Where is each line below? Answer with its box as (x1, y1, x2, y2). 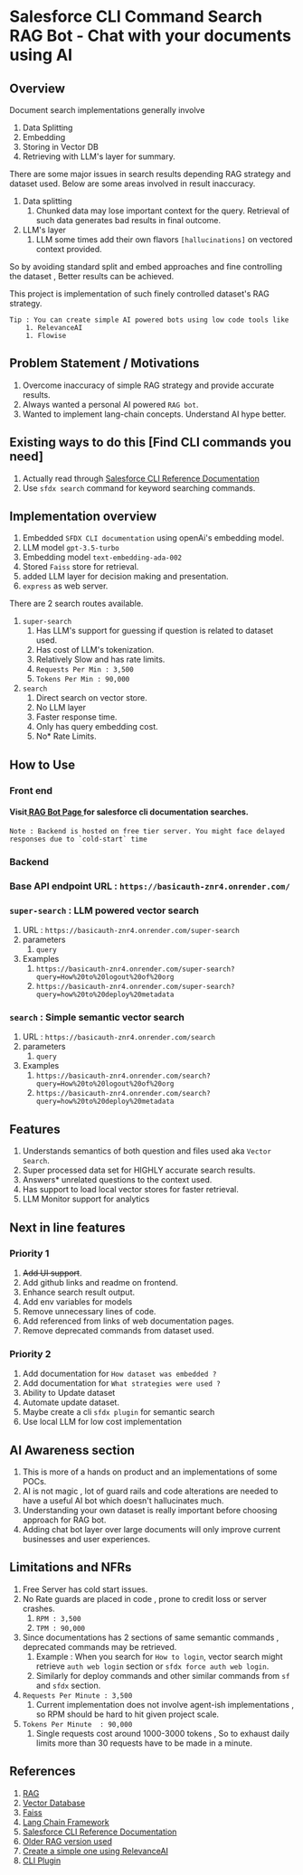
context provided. (35, 244, 102, 254)
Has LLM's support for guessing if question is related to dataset (35, 626, 274, 636)
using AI (9, 45, 73, 65)
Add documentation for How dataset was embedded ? (22, 1368, 217, 1380)
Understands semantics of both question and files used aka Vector (22, 1145, 271, 1156)
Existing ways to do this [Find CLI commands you (9, 435, 292, 450)
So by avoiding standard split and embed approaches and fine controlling (9, 261, 283, 272)
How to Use (9, 757, 76, 772)
